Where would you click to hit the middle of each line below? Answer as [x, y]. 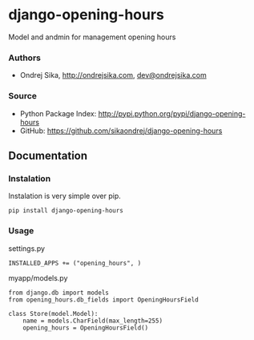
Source [23, 96]
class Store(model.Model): [53, 314]
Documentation [48, 155]
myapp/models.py [38, 277]
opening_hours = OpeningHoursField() [86, 328]
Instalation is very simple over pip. [65, 196]
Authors [25, 58]
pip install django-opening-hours [66, 211]
